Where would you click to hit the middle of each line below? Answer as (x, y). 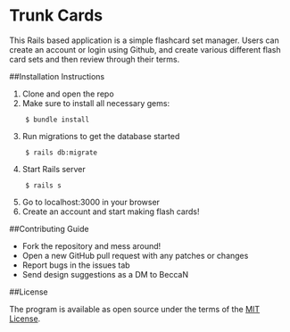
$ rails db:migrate (62, 153)
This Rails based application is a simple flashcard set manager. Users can (144, 40)
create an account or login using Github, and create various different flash (145, 49)
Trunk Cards (56, 16)
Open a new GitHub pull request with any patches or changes (135, 255)
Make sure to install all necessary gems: (96, 103)
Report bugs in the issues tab (76, 265)
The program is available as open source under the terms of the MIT (135, 309)
